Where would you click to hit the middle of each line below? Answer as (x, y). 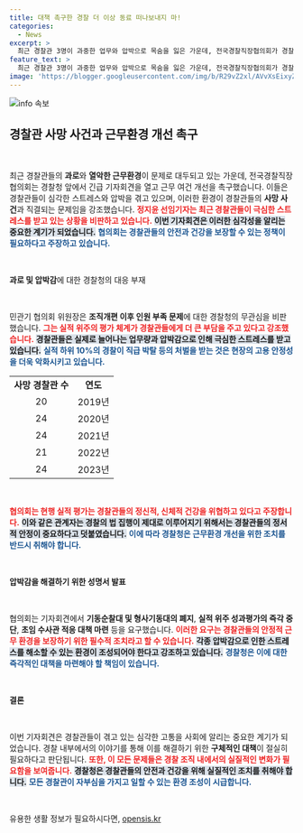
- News (30, 34)
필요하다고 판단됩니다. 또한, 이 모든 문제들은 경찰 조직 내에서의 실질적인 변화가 (145, 759)
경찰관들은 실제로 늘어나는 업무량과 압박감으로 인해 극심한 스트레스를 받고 (163, 338)
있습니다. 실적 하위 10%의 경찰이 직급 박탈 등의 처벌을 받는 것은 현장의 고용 (140, 350)
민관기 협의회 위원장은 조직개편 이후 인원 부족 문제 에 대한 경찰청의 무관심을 (140, 316)
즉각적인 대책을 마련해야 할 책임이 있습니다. (84, 663)
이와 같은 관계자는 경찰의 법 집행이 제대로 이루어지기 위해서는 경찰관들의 (146, 522)
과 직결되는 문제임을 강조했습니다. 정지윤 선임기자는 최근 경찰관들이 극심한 (146, 209)
